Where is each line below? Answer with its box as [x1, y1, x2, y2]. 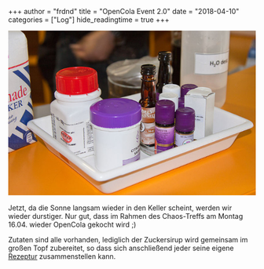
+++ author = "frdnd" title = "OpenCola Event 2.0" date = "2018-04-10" [8, 7, 240, 16]
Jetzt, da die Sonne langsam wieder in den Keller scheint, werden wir [8, 203, 233, 213]
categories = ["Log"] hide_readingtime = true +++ [8, 15, 170, 24]
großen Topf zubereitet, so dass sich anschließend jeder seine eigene [8, 243, 234, 253]
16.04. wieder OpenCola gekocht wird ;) [8, 220, 137, 229]
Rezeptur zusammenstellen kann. [8, 252, 116, 261]
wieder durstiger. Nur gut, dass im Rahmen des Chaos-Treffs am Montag [8, 212, 244, 220]
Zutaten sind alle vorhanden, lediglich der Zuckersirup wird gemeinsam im [8, 235, 248, 244]
